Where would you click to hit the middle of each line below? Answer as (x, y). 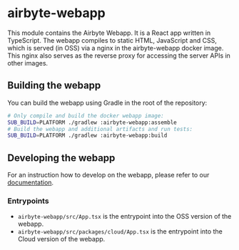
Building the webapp (54, 86)
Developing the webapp (61, 158)
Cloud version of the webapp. (61, 239)
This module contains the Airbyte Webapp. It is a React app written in (109, 33)
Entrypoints (28, 201)
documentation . (31, 182)
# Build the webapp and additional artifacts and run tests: (100, 129)
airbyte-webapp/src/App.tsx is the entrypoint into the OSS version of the (124, 217)
